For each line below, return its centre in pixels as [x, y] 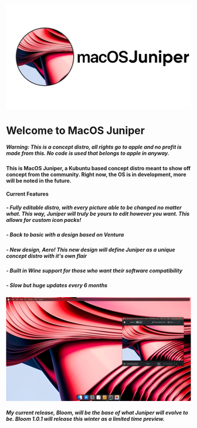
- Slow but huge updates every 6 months [57, 285]
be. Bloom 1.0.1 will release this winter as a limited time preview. [86, 419]
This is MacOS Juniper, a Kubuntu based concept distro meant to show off [98, 168]
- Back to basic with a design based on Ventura [65, 235]
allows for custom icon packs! [44, 220]
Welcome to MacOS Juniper [76, 130]
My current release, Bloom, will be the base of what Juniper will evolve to [97, 412]
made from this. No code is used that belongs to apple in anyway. [88, 153]
